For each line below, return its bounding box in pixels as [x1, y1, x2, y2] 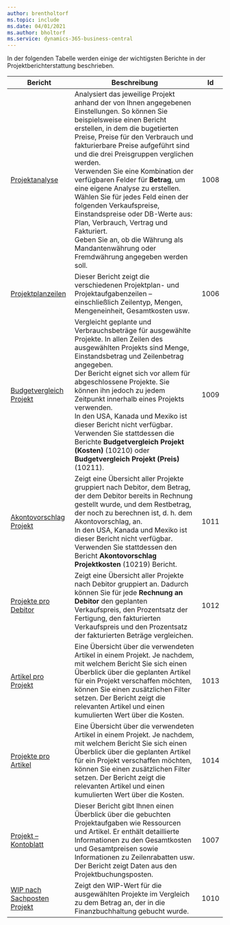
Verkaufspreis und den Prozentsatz [74, 622, 188, 632]
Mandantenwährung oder [74, 244, 156, 254]
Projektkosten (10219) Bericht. [74, 560, 177, 569]
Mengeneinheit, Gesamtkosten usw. [74, 306, 190, 316]
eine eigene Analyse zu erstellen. [74, 184, 181, 193]
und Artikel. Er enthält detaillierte [74, 827, 180, 837]
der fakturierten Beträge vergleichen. [74, 631, 194, 641]
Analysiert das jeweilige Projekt [74, 90, 175, 99]
